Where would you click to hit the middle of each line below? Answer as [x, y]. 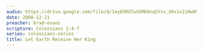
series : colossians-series [40, 34]
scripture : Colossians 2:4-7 [43, 28]
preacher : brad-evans [34, 23]
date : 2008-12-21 [28, 17]
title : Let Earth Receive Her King [51, 39]
